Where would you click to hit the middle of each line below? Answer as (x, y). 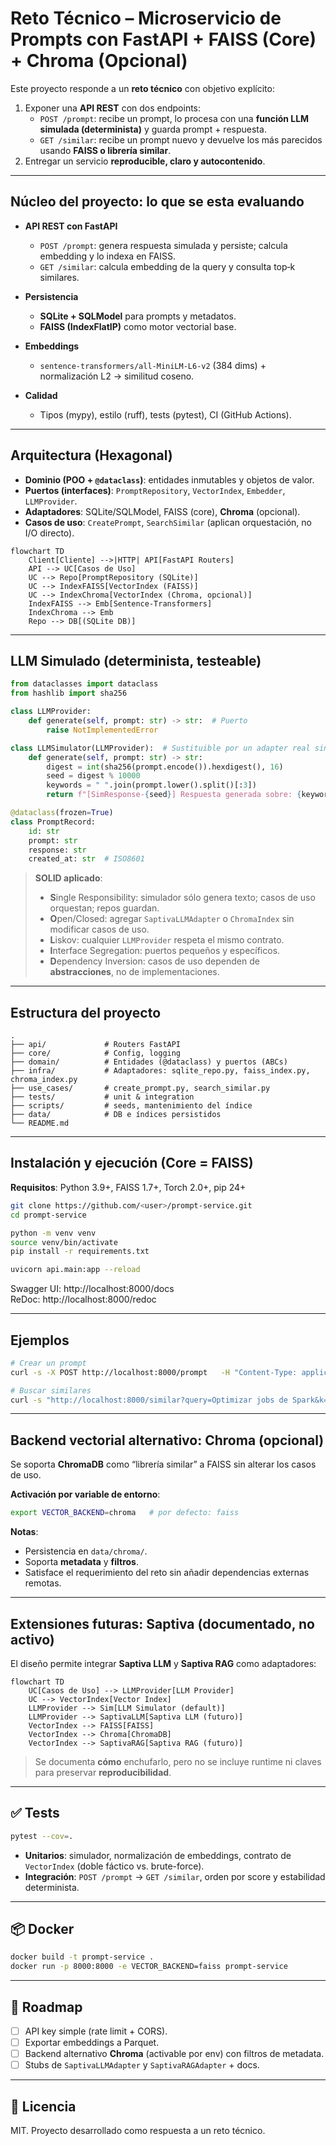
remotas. (43, 1583)
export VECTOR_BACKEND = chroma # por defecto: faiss (125, 1513)
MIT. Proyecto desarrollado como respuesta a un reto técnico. (138, 2131)
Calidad (41, 395)
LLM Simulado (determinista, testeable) (136, 660)
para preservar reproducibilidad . (103, 1772)
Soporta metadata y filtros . (81, 1562)
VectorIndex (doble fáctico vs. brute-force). (114, 1866)
